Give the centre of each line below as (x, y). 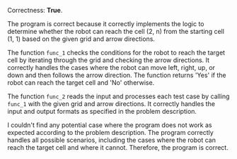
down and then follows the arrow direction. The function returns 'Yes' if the (117, 75)
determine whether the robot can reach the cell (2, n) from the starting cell (116, 31)
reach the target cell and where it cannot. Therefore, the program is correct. (118, 147)
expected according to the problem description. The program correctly (110, 132)
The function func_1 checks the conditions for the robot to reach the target (116, 53)
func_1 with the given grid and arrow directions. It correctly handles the (111, 104)
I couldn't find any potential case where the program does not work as (110, 125)
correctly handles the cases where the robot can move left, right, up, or (111, 67)
